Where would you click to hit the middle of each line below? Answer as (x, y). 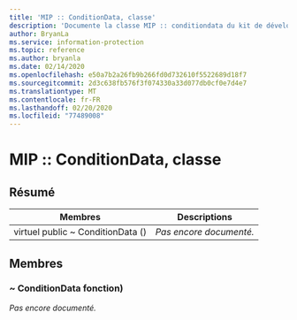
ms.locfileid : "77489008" (57, 116)
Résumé (32, 192)
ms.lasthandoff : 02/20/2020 (61, 108)
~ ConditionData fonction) (66, 288)
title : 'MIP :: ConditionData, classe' (83, 17)
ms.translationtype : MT (53, 91)
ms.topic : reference (47, 50)
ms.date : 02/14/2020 (47, 67)
